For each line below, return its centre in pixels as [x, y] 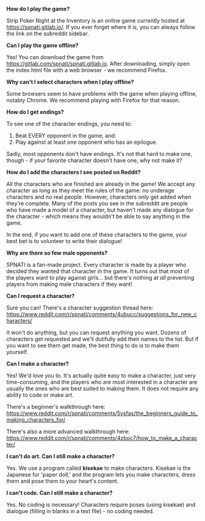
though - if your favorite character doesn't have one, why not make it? [94, 160]
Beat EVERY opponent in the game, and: [66, 136]
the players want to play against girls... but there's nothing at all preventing [100, 278]
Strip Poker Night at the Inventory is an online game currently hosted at [95, 20]
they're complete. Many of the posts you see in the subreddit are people [97, 203]
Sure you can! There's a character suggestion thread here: [80, 308]
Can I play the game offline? [42, 45]
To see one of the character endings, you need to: [69, 124]
